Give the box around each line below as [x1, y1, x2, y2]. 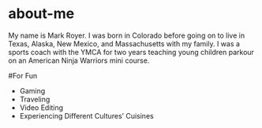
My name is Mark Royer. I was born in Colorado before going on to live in [8, 31, 245, 40]
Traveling [19, 94, 51, 104]
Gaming [19, 86, 46, 95]
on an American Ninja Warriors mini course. [8, 56, 150, 65]
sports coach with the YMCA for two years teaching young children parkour [8, 47, 255, 57]
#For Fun [8, 71, 38, 80]
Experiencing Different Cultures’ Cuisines [19, 111, 154, 120]
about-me [8, 5, 75, 23]
